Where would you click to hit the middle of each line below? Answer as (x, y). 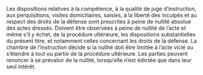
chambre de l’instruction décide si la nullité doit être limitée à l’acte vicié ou (100, 47)
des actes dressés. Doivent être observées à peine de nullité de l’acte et (96, 28)
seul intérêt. (21, 67)
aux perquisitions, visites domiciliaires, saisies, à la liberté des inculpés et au (101, 15)
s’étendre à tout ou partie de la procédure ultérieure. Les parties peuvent (97, 54)
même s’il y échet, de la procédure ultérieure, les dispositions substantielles (101, 34)
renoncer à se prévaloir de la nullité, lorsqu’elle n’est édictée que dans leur (99, 60)
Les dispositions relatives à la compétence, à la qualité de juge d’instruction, (101, 9)
